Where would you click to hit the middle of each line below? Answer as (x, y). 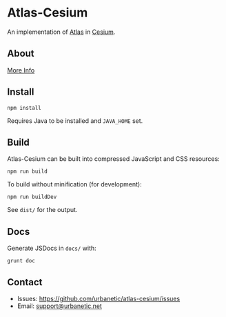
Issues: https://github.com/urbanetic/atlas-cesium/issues (99, 299)
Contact (25, 282)
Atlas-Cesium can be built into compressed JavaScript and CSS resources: (114, 159)
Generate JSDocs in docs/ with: (52, 248)
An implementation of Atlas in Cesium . (61, 32)
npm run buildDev (32, 197)
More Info (21, 70)
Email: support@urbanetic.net (59, 306)
